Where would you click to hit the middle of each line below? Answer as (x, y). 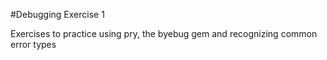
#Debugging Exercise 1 (57, 14)
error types (33, 44)
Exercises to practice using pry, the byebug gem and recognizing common (164, 33)
